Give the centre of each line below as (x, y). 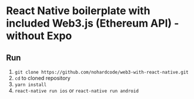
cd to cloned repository (42, 78)
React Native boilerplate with (78, 11)
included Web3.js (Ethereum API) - (93, 23)
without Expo (39, 36)
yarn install (31, 85)
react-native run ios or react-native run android (77, 90)
